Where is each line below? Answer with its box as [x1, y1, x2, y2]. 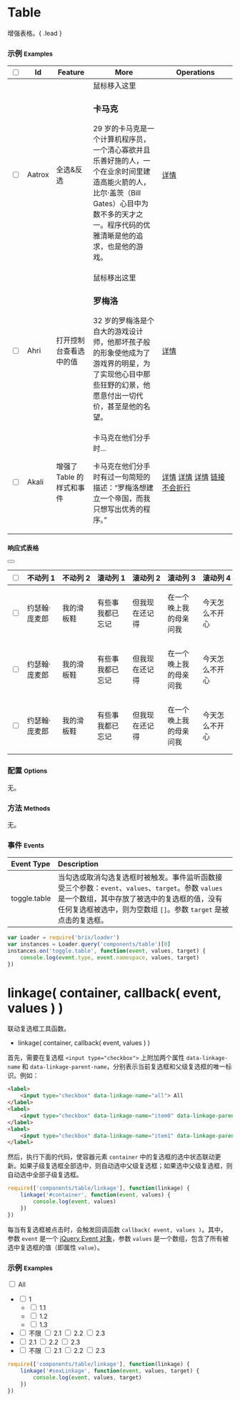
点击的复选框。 [58, 916, 109, 926]
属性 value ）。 [63, 1243, 104, 1252]
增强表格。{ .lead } [7, 29, 62, 37]
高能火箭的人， [99, 177, 151, 187]
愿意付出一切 [92, 391, 136, 401]
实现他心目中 [99, 370, 144, 380]
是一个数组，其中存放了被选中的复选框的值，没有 [58, 894, 223, 904]
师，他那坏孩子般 [92, 337, 151, 347]
